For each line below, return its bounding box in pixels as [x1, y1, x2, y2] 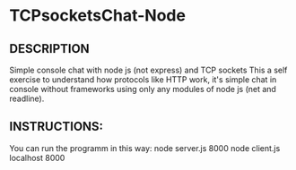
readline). [9, 93, 45, 104]
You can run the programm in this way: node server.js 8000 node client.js [9, 142, 281, 153]
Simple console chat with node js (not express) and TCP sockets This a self [9, 64, 288, 75]
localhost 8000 [9, 152, 65, 163]
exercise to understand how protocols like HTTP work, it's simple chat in [9, 74, 277, 85]
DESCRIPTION [9, 41, 90, 56]
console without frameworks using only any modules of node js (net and [9, 84, 276, 94]
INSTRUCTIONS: [9, 119, 104, 134]
